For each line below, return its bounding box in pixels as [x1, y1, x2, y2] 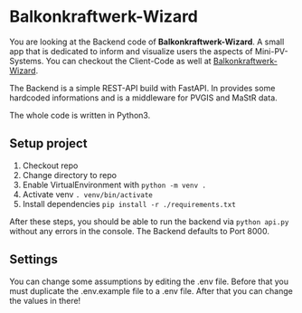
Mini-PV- [254, 45, 288, 56]
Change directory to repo [22, 169, 118, 180]
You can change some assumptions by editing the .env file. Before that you [9, 276, 289, 287]
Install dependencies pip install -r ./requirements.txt [22, 198, 237, 209]
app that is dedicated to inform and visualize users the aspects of [9, 45, 253, 56]
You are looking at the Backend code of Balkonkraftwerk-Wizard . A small [9, 36, 285, 47]
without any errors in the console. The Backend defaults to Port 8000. [9, 225, 269, 236]
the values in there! [9, 295, 81, 306]
